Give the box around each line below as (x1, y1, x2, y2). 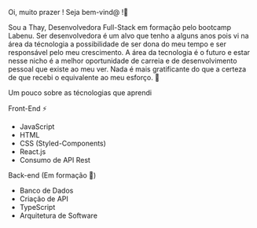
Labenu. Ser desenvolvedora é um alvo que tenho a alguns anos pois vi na (8, 31, 249, 40)
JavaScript (19, 122, 55, 131)
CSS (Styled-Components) (19, 138, 106, 148)
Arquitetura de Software (19, 211, 98, 220)
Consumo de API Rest (19, 156, 90, 164)
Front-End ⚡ (8, 104, 47, 113)
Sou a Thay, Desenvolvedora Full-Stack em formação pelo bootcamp (8, 23, 232, 31)
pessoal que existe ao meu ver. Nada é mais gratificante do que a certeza (8, 64, 247, 74)
